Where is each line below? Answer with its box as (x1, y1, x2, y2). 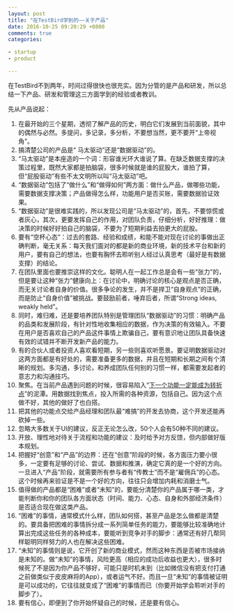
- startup (8, 49, 37, 56)
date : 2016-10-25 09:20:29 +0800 (8, 23, 105, 30)
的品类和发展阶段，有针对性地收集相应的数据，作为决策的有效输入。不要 (17, 320, 226, 328)
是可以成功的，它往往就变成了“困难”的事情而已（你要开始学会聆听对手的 (17, 581, 226, 589)
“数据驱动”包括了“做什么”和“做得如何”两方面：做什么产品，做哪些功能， (17, 180, 224, 189)
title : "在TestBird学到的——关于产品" (8, 17, 109, 24)
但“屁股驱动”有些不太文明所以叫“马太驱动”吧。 (17, 171, 152, 180)
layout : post (8, 10, 46, 17)
